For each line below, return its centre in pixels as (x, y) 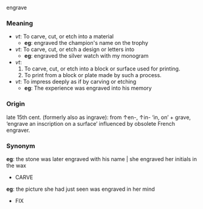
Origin (16, 104)
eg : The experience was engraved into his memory (88, 88)
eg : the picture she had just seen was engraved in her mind (81, 189)
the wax (16, 165)
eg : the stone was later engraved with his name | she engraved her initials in (102, 159)
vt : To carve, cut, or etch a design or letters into (75, 49)
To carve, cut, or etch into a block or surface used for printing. (102, 69)
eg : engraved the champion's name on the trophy (86, 43)
